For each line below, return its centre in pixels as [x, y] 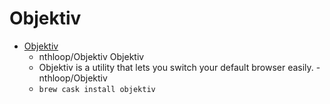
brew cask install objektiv [97, 89]
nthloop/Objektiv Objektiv [91, 56]
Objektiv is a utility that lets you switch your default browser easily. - [179, 67]
